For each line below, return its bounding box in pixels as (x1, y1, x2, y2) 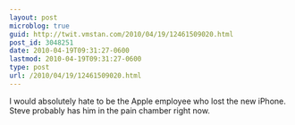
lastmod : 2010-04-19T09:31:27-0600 (9, 54, 142, 63)
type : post (9, 63, 50, 72)
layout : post (9, 12, 58, 22)
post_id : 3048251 (9, 37, 74, 47)
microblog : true (9, 21, 70, 30)
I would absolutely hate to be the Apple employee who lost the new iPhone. (9, 96, 286, 106)
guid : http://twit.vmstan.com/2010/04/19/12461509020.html (9, 29, 234, 38)
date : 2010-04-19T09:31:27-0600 (9, 46, 130, 55)
